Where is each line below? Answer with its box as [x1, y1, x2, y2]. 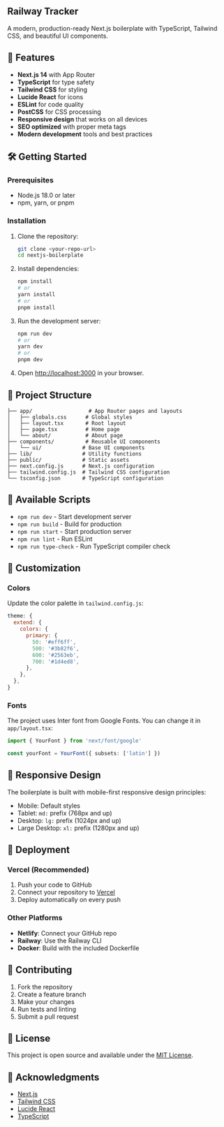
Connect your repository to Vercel [17, 888, 115, 896]
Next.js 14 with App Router [17, 70, 96, 79]
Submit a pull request [17, 1012, 79, 1021]
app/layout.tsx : [7, 724, 54, 732]
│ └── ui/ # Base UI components [7, 444, 145, 451]
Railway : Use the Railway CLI [17, 936, 103, 945]
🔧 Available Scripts [7, 494, 91, 506]
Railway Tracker [7, 6, 79, 17]
